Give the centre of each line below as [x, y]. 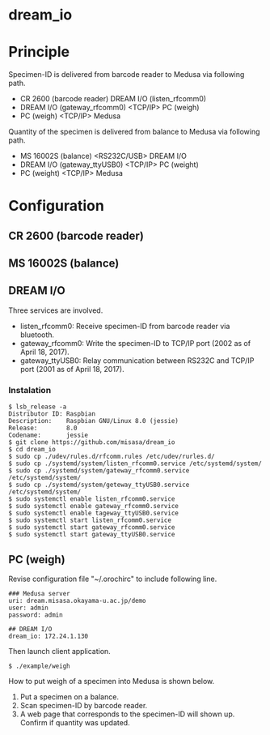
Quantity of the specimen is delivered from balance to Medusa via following [134, 132]
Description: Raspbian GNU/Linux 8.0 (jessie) [94, 421]
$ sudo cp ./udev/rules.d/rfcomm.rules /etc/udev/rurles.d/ [112, 457]
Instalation [30, 390]
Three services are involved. [56, 310]
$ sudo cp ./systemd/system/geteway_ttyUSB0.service [99, 485]
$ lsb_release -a [38, 407]
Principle [39, 52]
